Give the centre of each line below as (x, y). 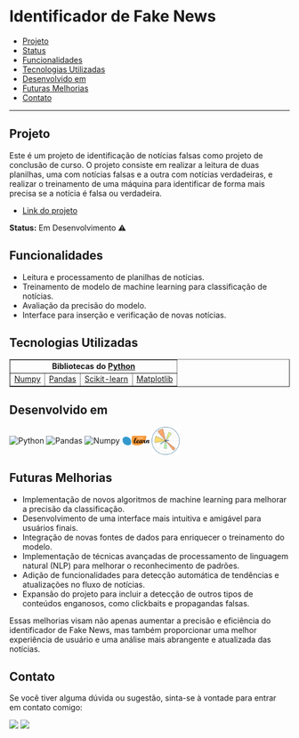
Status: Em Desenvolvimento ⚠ (68, 228)
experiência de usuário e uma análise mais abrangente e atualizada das (140, 639)
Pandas (63, 379)
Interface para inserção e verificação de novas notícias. (124, 315)
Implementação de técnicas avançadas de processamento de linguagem (155, 556)
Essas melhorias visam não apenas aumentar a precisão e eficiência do (140, 621)
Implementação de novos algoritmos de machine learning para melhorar (154, 499)
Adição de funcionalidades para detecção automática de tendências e (150, 574)
